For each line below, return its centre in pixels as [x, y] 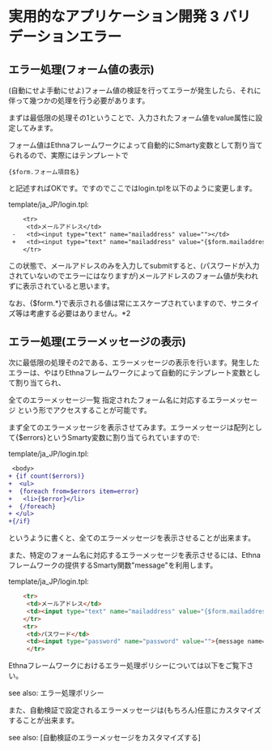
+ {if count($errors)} [47, 476]
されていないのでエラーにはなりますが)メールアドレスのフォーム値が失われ [134, 276]
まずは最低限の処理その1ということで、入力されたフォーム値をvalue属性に [132, 118]
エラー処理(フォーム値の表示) [82, 69]
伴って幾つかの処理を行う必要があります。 [79, 101]
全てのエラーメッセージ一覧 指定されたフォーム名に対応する [108, 400]
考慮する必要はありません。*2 [80, 314]
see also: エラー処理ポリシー [56, 693]
